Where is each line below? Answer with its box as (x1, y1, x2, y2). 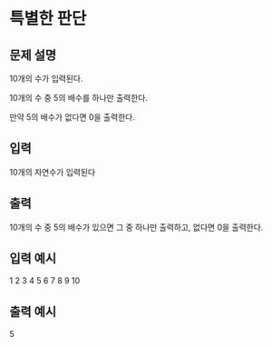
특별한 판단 (9, 8, 87, 29)
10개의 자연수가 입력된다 (9, 166, 96, 177)
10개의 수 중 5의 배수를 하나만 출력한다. (9, 93, 148, 103)
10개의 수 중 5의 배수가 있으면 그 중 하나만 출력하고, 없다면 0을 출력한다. (9, 222, 264, 233)
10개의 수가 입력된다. (9, 74, 83, 84)
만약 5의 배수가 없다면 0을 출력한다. (9, 112, 136, 123)
